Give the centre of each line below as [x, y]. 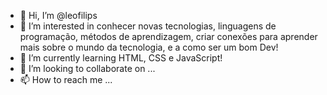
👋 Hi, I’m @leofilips [58, 15]
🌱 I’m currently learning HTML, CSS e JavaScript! [121, 58]
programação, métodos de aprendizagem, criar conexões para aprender [168, 36]
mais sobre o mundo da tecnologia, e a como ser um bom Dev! [149, 47]
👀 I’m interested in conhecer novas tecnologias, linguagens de [148, 26]
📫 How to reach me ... [66, 79]
